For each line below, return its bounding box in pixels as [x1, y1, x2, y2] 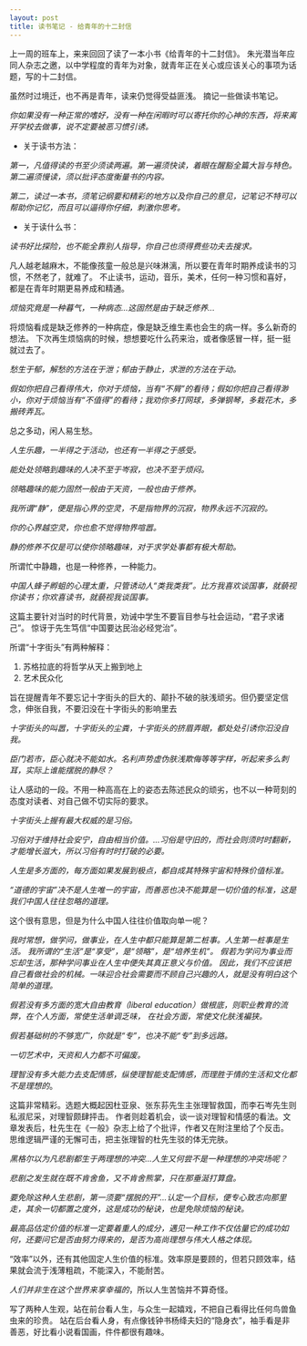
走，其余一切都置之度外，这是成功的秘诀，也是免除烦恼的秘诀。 [9, 1203, 249, 1214]
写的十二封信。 [25, 70, 82, 82]
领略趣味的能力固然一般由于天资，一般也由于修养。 [9, 483, 201, 494]
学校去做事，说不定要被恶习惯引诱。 [16, 120, 153, 132]
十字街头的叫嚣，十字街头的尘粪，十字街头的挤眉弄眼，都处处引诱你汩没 [9, 722, 281, 734]
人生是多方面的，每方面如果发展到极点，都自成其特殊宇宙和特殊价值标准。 [9, 865, 289, 876]
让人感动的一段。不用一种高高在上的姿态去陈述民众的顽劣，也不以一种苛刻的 [9, 784, 297, 795]
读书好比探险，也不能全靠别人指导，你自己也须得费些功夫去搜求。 [9, 241, 257, 252]
